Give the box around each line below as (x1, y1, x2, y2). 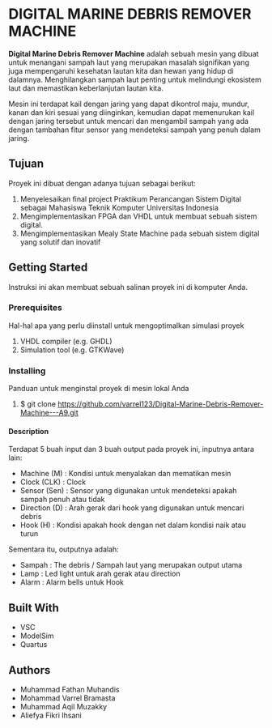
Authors (8, 663, 51, 677)
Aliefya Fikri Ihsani (19, 710, 83, 720)
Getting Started (8, 261, 88, 275)
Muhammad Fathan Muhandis (19, 684, 120, 694)
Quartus (19, 640, 48, 649)
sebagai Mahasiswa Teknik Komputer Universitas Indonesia (19, 202, 219, 212)
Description (8, 426, 49, 436)
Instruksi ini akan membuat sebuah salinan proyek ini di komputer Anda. (8, 282, 249, 292)
